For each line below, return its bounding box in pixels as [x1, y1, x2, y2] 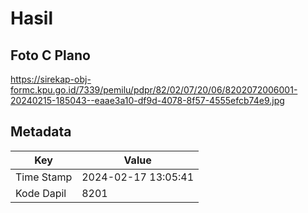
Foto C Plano [10, 47, 91, 64]
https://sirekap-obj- [10, 73, 92, 85]
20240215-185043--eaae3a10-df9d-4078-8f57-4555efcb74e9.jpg [10, 95, 285, 106]
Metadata [10, 123, 72, 141]
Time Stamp [15, 170, 73, 184]
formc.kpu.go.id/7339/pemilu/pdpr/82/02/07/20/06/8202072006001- [10, 84, 298, 96]
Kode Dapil [15, 186, 67, 200]
